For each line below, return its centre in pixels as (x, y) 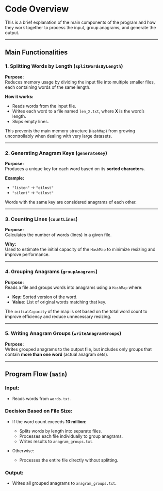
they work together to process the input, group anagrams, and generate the (81, 27)
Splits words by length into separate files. (61, 431)
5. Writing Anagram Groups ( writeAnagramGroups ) (63, 333)
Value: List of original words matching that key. (59, 302)
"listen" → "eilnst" (33, 187)
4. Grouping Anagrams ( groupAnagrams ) (51, 271)
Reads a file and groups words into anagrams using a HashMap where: (74, 287)
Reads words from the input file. (44, 106)
